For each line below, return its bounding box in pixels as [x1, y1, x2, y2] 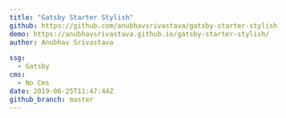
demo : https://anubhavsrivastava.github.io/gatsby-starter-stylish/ [9, 29, 270, 38]
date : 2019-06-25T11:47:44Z [9, 86, 114, 96]
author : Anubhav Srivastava [9, 37, 114, 47]
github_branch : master [9, 95, 94, 104]
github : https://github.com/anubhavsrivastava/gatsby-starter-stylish [9, 21, 278, 30]
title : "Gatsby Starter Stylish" [9, 12, 134, 22]
